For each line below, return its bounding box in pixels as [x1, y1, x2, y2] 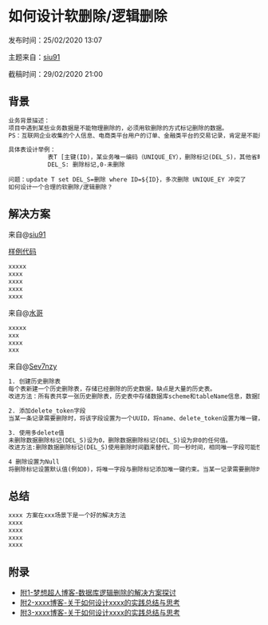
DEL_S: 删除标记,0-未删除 [47, 161, 125, 169]
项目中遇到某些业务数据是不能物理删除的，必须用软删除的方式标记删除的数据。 [8, 124, 228, 132]
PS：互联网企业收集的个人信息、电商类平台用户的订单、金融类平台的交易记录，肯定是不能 [8, 131, 259, 140]
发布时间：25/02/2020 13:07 [8, 35, 102, 45]
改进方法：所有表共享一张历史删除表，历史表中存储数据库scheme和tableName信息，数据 [8, 392, 258, 400]
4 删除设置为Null [8, 458, 60, 466]
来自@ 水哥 [8, 308, 44, 317]
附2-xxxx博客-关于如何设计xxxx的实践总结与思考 [19, 598, 181, 607]
